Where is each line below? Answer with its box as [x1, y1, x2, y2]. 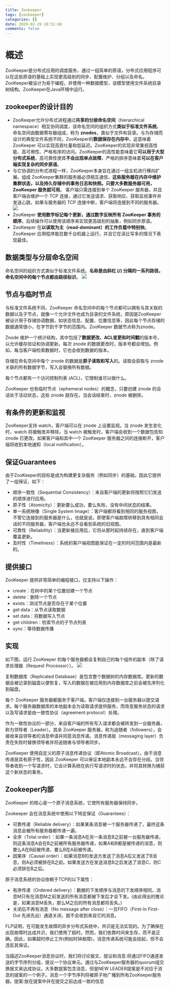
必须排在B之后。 [12, 865, 47, 872]
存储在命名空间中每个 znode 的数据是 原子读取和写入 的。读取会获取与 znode [5, 358, 164, 364]
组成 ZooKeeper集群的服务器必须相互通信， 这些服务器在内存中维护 [21, 174, 161, 180]
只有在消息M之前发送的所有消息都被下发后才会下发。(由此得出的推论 [21, 893, 164, 899]
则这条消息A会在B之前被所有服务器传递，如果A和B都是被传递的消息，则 [12, 840, 162, 846]
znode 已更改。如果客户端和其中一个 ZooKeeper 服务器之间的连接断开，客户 [5, 435, 165, 441]
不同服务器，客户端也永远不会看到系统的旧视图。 [21, 521, 124, 527]
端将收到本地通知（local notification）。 [5, 442, 87, 448]
